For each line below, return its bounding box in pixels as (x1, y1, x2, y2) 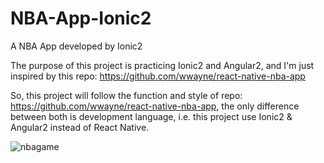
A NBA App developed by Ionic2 (10, 40, 143, 52)
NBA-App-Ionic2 (10, 7, 152, 30)
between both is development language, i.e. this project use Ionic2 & (10, 110, 293, 122)
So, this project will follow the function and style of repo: (10, 89, 243, 101)
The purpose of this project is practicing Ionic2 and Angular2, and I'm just (10, 59, 315, 71)
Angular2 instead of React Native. (10, 121, 150, 133)
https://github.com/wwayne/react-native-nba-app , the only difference (10, 100, 300, 112)
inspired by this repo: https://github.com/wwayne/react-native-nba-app (10, 70, 306, 82)
